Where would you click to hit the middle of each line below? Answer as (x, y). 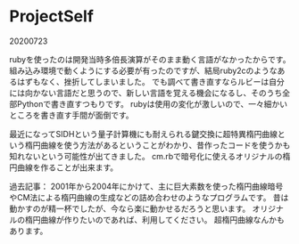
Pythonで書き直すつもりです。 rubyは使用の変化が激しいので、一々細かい (152, 103)
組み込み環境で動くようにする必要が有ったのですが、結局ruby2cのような (144, 70)
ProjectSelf (51, 16)
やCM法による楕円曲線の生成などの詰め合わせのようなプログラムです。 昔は (149, 197)
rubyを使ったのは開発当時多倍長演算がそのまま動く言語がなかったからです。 (150, 59)
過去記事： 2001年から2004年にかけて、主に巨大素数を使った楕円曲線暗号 (146, 186)
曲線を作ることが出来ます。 (67, 167)
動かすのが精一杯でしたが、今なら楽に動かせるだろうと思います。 (130, 208)
